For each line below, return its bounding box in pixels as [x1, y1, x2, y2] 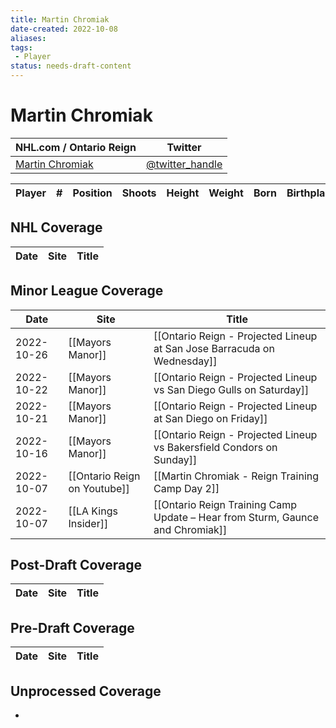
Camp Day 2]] [153, 481, 220, 495]
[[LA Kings [68, 504, 118, 518]
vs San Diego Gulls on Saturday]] [153, 382, 310, 396]
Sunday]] [153, 452, 198, 466]
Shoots [121, 186, 157, 200]
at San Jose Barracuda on [153, 341, 275, 355]
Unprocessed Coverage [10, 682, 162, 700]
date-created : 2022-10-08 [10, 24, 118, 34]
